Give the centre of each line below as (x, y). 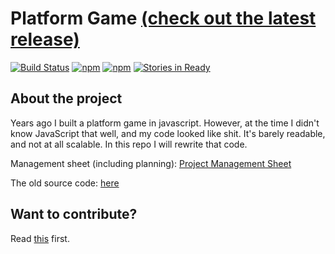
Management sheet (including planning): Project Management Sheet (151, 163)
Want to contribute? (74, 214)
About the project (66, 98)
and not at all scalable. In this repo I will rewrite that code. (129, 144)
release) (45, 39)
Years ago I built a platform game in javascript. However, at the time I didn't (165, 123)
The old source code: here (65, 183)
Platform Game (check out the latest (163, 18)
